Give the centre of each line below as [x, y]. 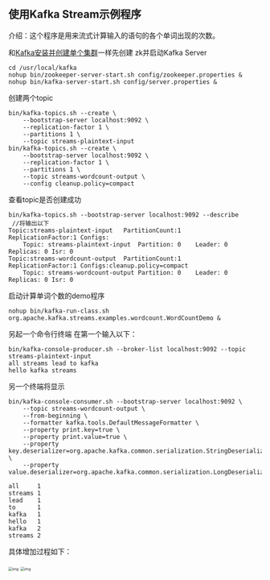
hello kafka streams [43, 370]
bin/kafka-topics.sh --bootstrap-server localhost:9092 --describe [124, 215]
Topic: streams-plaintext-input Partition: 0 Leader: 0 [125, 244]
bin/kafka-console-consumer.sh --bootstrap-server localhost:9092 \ [125, 401]
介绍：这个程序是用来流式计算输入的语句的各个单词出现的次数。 [114, 35]
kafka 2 [25, 528]
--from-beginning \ [55, 416]
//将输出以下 [31, 223]
